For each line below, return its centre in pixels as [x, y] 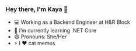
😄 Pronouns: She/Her [40, 37]
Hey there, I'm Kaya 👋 [36, 9]
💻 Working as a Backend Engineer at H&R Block [72, 22]
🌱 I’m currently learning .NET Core [55, 31]
